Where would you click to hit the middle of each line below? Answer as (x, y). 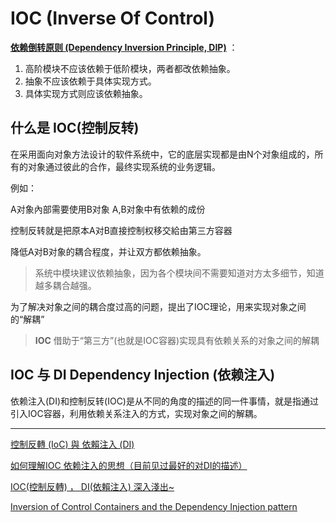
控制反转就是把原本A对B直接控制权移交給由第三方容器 (121, 230)
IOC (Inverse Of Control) (112, 18)
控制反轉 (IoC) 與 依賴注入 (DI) (72, 444)
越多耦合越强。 (65, 285)
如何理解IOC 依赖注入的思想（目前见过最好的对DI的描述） (129, 465)
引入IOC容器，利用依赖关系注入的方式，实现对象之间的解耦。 (136, 413)
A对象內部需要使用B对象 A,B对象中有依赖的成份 (108, 209)
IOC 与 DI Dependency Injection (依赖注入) (143, 375)
